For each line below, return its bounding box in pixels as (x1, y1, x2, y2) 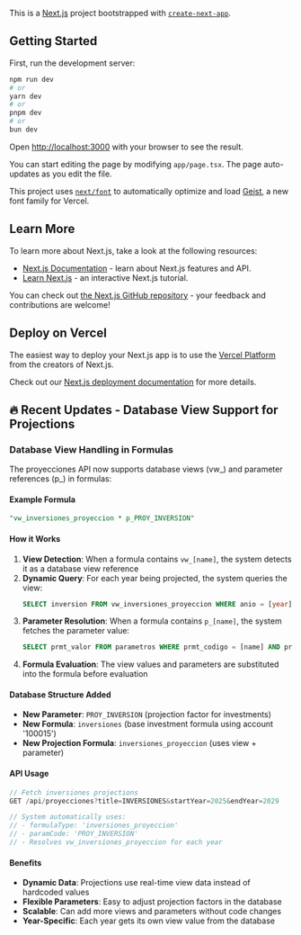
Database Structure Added (9, 688, 111, 700)
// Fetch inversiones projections (9, 787, 139, 797)
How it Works (9, 533, 61, 544)
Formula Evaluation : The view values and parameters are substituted (22, 659, 279, 670)
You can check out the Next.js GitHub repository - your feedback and (9, 290, 267, 301)
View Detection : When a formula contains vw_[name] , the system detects (22, 553, 292, 564)
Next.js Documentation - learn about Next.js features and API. (22, 263, 252, 274)
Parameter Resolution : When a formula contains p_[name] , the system (22, 616, 282, 626)
